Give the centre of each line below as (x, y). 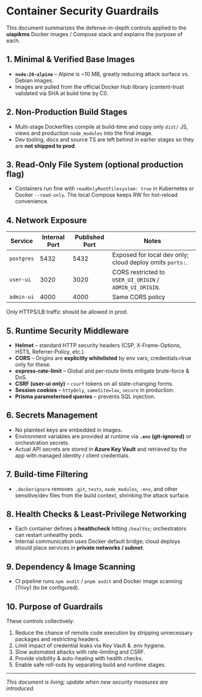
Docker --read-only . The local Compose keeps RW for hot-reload (96, 195)
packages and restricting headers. (57, 639)
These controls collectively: (40, 621)
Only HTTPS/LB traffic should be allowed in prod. (67, 312)
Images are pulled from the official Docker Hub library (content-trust (99, 87)
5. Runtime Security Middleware (68, 331)
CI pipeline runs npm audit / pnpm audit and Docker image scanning (98, 581)
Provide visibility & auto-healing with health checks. (79, 658)
